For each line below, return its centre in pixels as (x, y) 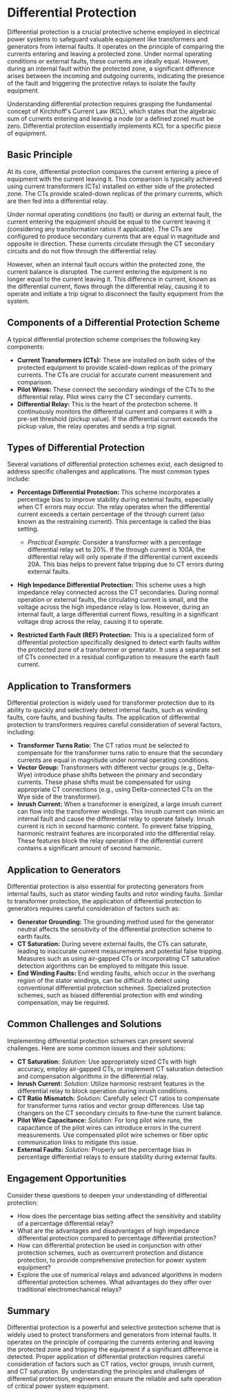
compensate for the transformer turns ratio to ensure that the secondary (120, 753)
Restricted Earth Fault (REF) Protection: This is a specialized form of (115, 635)
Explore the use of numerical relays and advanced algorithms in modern (120, 1274)
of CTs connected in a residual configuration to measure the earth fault (118, 657)
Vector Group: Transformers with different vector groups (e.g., (106, 768)
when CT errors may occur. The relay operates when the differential (113, 507)
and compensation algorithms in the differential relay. (93, 1076)
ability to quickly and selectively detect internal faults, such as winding (108, 710)
